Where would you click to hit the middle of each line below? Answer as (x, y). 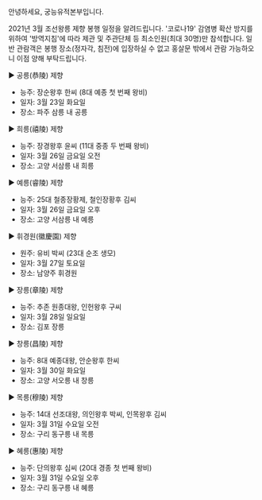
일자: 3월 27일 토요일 (52, 263)
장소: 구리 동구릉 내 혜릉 (57, 488)
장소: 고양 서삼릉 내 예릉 (57, 219)
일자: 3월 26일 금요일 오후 (60, 209)
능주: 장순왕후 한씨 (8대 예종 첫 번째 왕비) (84, 92)
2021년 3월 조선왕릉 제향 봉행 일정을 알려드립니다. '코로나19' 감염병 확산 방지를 (131, 29)
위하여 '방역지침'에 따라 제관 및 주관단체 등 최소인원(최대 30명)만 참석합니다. (126, 39)
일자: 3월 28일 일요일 (52, 317)
